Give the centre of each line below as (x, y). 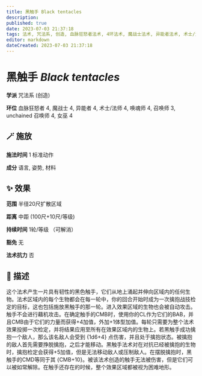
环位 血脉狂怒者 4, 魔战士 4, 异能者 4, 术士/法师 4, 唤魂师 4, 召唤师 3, (91, 108)
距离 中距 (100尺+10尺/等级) (41, 217)
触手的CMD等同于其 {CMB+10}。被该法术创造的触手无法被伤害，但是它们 (97, 360)
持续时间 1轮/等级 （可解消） (41, 229)
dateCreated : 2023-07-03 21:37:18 (50, 46)
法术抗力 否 (20, 255)
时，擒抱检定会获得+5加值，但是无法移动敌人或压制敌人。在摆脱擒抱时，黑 (99, 352)
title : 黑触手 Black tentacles (44, 12)
